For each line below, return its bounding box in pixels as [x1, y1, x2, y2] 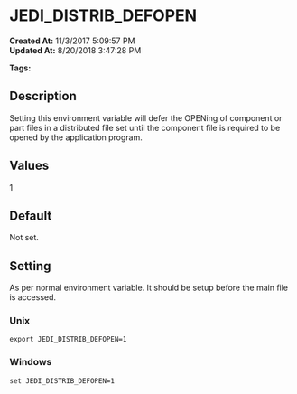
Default [9, 208, 52, 223]
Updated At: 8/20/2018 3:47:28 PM [9, 44, 142, 55]
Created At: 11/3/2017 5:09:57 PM [9, 35, 135, 46]
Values [9, 158, 50, 174]
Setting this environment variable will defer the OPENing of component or [9, 112, 283, 123]
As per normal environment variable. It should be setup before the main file [9, 282, 289, 294]
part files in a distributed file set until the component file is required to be [9, 122, 281, 133]
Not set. [9, 232, 39, 243]
